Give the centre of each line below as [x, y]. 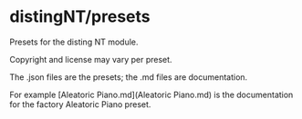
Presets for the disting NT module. [74, 42]
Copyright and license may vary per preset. [91, 59]
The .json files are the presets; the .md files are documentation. [129, 77]
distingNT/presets [80, 17]
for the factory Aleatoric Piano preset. [80, 104]
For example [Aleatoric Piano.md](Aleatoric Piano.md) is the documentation [151, 94]
